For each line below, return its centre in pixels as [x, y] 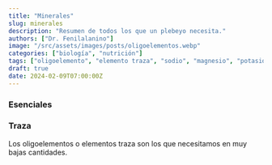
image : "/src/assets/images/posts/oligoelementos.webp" [104, 46]
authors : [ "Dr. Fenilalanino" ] [61, 38]
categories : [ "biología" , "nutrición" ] [76, 53]
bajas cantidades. [38, 152]
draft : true [28, 69]
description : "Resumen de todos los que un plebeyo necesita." [117, 31]
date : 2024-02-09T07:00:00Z [56, 76]
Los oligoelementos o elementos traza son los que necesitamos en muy [128, 143]
